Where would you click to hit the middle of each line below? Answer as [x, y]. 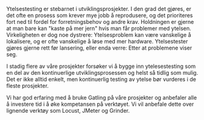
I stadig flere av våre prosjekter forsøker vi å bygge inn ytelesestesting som [101, 66]
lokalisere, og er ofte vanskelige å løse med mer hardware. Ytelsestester [97, 41]
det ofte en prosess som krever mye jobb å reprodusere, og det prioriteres [100, 15]
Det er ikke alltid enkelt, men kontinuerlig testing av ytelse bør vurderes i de [101, 79]
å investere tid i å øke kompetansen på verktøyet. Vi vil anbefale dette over [100, 104]
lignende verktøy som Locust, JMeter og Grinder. [68, 111]
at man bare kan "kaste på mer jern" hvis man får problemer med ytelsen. [99, 28]
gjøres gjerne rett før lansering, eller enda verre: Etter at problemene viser [99, 48]
